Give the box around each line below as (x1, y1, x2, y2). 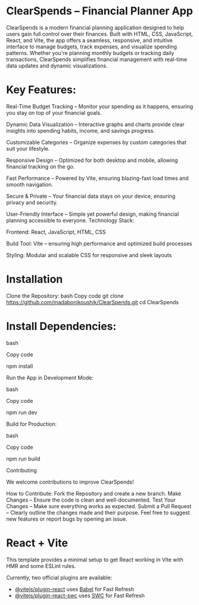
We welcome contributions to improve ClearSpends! (6, 478, 134, 485)
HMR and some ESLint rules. (6, 562, 76, 569)
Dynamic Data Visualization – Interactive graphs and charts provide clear (6, 121, 185, 128)
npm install (6, 362, 33, 369)
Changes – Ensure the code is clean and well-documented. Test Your (6, 496, 176, 503)
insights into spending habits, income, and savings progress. (6, 127, 155, 134)
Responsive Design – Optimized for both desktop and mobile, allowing (6, 157, 178, 164)
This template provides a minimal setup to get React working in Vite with (6, 556, 184, 563)
